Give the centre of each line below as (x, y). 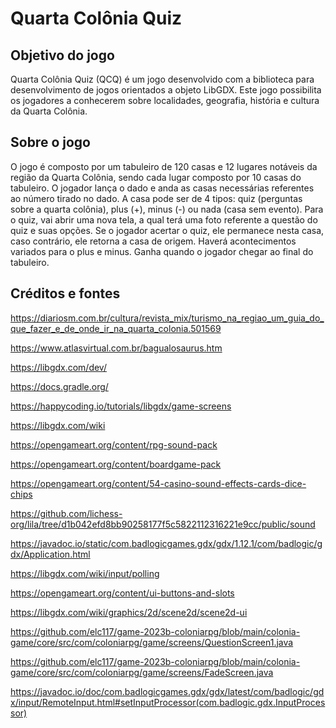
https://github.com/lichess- (66, 513)
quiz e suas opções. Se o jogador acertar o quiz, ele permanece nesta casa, (167, 230)
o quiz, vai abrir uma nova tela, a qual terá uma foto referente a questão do (164, 219)
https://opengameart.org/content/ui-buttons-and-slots (122, 593)
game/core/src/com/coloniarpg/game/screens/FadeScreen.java (142, 672)
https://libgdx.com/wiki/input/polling (85, 573)
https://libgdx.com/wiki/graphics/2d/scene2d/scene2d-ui (129, 612)
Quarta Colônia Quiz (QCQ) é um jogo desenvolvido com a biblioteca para (162, 79)
